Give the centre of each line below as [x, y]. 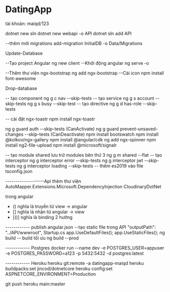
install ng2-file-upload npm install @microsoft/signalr [61, 145]
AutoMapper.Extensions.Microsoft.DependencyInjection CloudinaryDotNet [83, 186]
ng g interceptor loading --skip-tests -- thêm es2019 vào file [80, 166]
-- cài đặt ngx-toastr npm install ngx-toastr [50, 119]
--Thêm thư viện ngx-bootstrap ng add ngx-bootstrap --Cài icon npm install [85, 73]
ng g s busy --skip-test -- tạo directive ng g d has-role [84, 104]
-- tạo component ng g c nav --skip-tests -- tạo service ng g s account [80, 98]
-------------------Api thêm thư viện [43, 181]
